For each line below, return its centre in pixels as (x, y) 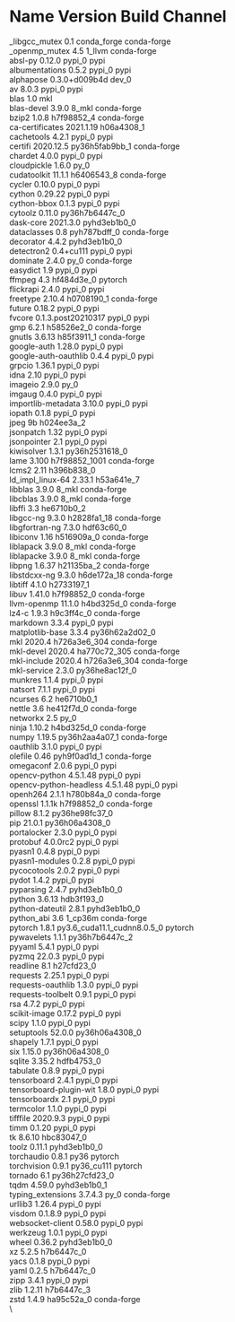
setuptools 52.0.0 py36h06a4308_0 (75, 1032)
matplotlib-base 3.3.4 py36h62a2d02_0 (83, 632)
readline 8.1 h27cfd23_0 (53, 965)
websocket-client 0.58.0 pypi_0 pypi (76, 1222)
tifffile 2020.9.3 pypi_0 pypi (60, 1118)
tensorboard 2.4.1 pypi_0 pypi (64, 1080)
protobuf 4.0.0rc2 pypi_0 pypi (64, 841)
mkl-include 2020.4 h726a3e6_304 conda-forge (99, 660)
